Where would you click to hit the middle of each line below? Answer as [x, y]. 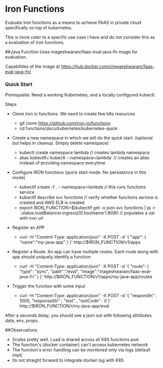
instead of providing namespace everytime [62, 163]
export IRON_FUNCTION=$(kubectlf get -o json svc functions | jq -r [87, 208]
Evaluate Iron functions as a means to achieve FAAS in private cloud [73, 22]
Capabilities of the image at [32, 66]
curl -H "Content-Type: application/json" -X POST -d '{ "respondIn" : [88, 296]
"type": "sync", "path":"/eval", [49, 271]
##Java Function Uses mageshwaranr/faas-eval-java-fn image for [71, 52]
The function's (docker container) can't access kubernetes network [80, 345]
